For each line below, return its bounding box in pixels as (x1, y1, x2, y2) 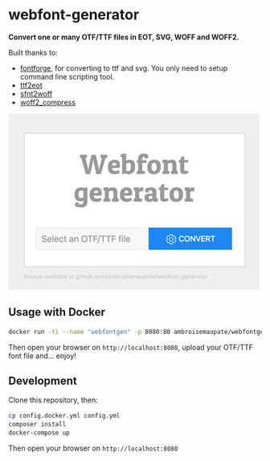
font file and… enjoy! (8, 351, 76, 361)
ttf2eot (19, 80, 43, 90)
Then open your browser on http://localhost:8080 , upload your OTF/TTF (8, 342, 253, 352)
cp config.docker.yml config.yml (8, 412, 121, 420)
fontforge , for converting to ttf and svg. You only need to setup (19, 63, 227, 73)
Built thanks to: (8, 47, 58, 57)
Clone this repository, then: (8, 395, 98, 405)
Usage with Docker (8, 305, 106, 319)
